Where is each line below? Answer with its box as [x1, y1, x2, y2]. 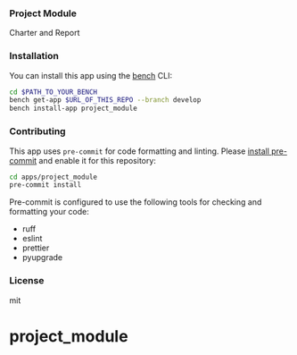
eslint [21, 233, 43, 244]
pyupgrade [21, 252, 63, 263]
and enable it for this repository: [38, 155, 156, 165]
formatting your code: [9, 207, 89, 217]
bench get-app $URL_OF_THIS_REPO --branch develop [9, 96, 202, 105]
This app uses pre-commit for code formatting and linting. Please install [9, 146, 270, 156]
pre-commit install [9, 181, 82, 190]
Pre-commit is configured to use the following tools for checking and [9, 197, 262, 207]
